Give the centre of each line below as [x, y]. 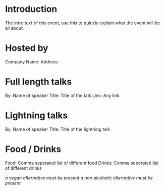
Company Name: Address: [32, 62]
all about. [15, 28]
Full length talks [38, 82]
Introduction [31, 9]
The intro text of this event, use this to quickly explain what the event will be [82, 23]
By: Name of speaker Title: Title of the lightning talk [57, 129]
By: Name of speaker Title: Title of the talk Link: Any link [62, 95]
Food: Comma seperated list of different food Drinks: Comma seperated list [82, 163]
